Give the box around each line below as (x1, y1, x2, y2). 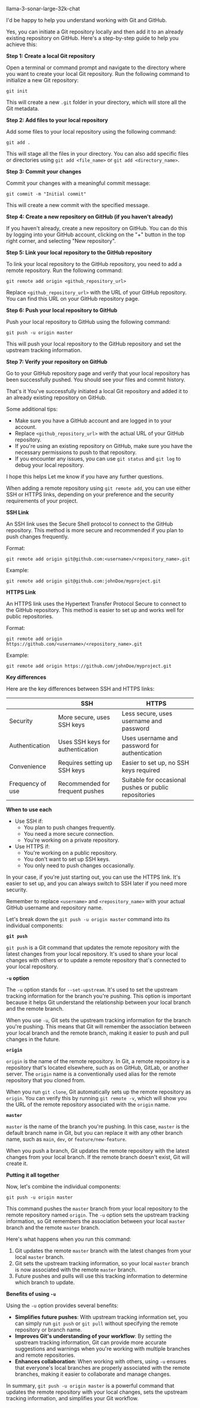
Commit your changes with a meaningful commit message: (6, 180, 151, 187)
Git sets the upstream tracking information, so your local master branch (14, 1260, 189, 1267)
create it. (6, 1160, 28, 1167)
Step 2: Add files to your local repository (6, 116, 108, 123)
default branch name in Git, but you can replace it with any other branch (6, 1129, 183, 1136)
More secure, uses (58, 713, 110, 721)
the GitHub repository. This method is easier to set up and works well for (6, 607, 185, 613)
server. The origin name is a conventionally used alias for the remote (6, 1070, 177, 1077)
